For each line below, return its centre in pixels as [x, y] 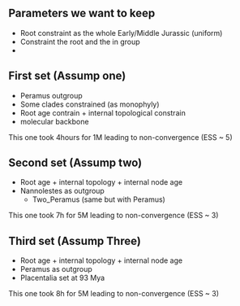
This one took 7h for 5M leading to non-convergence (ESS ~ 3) [114, 216]
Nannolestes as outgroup [62, 191]
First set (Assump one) [67, 76]
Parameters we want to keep [82, 13]
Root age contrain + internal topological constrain [103, 112]
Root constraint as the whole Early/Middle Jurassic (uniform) [121, 33]
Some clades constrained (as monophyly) [90, 104]
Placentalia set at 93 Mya [62, 278]
